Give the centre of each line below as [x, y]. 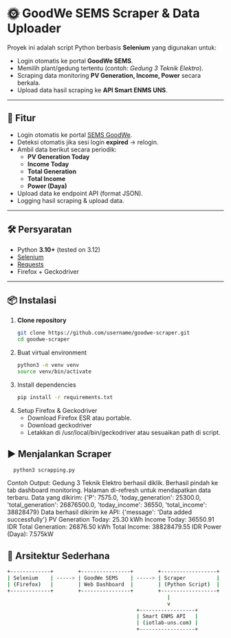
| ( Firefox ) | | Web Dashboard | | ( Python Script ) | [113, 584]
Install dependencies [47, 385]
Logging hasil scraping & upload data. [71, 200]
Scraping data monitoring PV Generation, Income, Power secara [109, 75]
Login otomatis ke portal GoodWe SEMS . [75, 61]
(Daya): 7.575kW [30, 534]
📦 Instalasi [32, 300]
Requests [30, 264]
